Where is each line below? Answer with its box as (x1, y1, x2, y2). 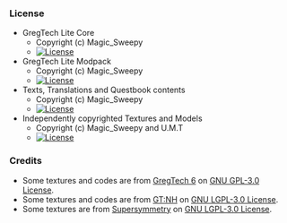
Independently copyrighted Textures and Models (22, 113, 204, 124)
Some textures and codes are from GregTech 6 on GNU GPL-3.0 (22, 175, 260, 185)
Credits (9, 155, 42, 167)
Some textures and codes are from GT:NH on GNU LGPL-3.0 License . (22, 193, 279, 204)
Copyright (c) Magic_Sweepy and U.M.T (35, 123, 184, 133)
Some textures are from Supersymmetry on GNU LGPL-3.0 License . (22, 203, 273, 214)
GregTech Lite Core (22, 28, 95, 39)
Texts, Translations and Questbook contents (22, 84, 186, 96)
